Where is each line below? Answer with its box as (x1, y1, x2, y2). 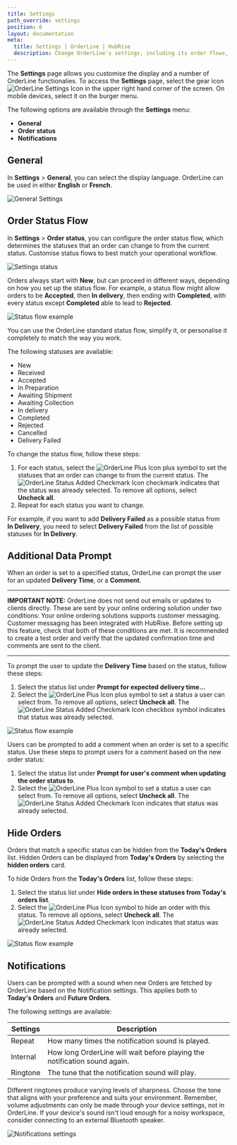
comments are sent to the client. (7, 641, 102, 650)
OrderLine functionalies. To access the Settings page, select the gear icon (7, 76, 224, 85)
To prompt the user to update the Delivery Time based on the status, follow (7, 662, 227, 670)
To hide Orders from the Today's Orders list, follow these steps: (7, 874, 193, 883)
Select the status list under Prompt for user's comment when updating (17, 769, 226, 778)
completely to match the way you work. (7, 333, 122, 342)
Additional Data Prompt (7, 550, 112, 562)
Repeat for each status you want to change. (17, 501, 145, 509)
